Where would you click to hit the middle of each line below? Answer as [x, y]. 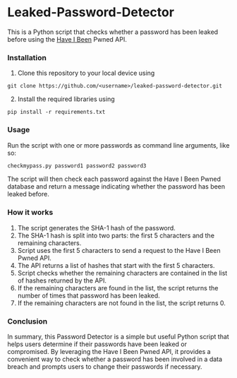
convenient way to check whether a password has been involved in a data [115, 359]
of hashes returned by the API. [62, 280]
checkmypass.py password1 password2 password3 [77, 166]
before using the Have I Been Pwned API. [67, 39]
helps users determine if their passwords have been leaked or [97, 344]
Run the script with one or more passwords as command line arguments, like [119, 145]
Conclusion [28, 321]
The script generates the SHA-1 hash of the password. [97, 228]
